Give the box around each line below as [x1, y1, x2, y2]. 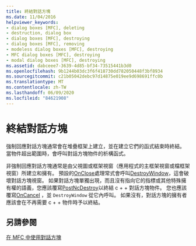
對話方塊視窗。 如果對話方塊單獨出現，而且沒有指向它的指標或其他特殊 [10, 177, 181, 184]
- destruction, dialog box [6, 30, 72, 36]
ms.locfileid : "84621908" [6, 95, 69, 101]
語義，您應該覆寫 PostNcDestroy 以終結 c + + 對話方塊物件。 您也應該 [21, 184, 187, 191]
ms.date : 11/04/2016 [6, 14, 57, 20]
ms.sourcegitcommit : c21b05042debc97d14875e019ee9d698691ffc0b [6, 73, 163, 79]
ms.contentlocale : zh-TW [6, 85, 66, 90]
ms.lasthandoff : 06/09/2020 [6, 90, 75, 96]
